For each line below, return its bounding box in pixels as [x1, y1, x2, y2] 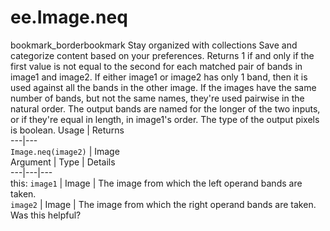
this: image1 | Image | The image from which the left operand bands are [10, 177, 303, 189]
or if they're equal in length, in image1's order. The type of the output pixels [10, 113, 320, 125]
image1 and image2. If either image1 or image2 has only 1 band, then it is [10, 71, 308, 83]
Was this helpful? [10, 209, 82, 221]
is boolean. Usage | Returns [10, 124, 125, 136]
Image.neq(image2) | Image [10, 145, 120, 157]
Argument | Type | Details [10, 156, 116, 168]
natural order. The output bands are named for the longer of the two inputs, [10, 102, 321, 115]
